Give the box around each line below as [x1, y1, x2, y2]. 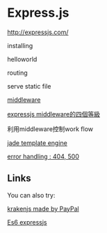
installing [7, 41, 33, 50]
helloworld [7, 54, 38, 63]
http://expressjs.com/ [7, 28, 69, 36]
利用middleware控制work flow [7, 124, 94, 133]
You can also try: [7, 190, 56, 200]
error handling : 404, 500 [7, 152, 80, 160]
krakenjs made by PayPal [7, 204, 79, 213]
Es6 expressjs [7, 218, 47, 226]
